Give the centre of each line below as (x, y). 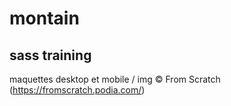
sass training (50, 55)
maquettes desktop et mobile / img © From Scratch (115, 79)
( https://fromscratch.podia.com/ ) (77, 90)
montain (44, 18)
